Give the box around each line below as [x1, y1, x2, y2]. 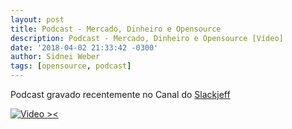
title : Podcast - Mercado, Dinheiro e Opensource [10, 24, 222, 34]
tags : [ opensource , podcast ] [10, 61, 132, 71]
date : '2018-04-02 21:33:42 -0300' [10, 42, 159, 53]
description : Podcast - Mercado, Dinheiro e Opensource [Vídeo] [10, 33, 284, 43]
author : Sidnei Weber [10, 52, 101, 62]
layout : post [10, 14, 65, 25]
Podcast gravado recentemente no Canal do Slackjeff [10, 89, 231, 100]
